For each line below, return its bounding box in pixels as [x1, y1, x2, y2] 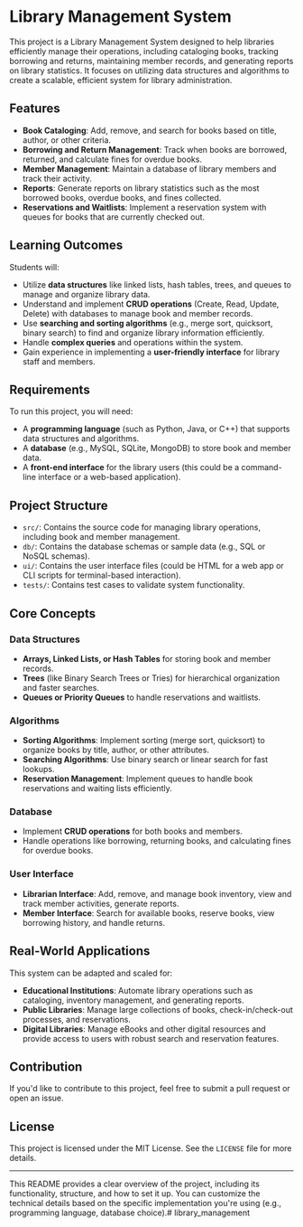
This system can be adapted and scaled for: [9, 967, 173, 978]
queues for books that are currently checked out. [22, 211, 206, 222]
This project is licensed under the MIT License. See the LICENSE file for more [9, 1143, 292, 1154]
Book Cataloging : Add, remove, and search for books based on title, [22, 125, 277, 136]
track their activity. [22, 173, 92, 184]
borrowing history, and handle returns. [22, 917, 166, 928]
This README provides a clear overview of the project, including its [9, 1178, 260, 1190]
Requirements [9, 382, 90, 397]
